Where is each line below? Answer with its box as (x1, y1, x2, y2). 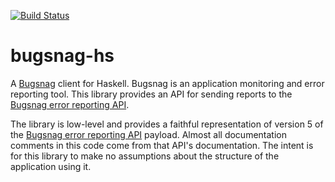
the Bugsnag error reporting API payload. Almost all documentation (10, 128, 287, 140)
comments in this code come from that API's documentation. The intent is (10, 139, 314, 151)
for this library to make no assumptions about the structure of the (10, 150, 280, 162)
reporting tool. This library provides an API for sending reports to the (10, 88, 293, 100)
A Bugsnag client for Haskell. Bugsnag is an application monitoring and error (10, 77, 325, 89)
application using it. (10, 160, 92, 172)
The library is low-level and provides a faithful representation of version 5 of (10, 118, 324, 130)
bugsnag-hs (10, 45, 115, 67)
